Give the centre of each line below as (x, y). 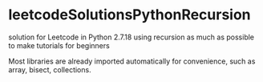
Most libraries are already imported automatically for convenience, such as (132, 61)
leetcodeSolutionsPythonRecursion (129, 15)
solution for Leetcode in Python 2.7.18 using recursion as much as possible (131, 37)
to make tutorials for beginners (59, 45)
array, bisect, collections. (50, 69)
